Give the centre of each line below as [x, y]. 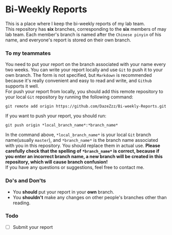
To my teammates [28, 53]
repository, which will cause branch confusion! [56, 162]
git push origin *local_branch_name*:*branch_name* [62, 125]
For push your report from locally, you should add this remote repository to [84, 92]
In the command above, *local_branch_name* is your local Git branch [78, 135]
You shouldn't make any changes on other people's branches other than [90, 197]
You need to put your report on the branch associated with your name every [85, 65]
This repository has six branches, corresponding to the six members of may [86, 29]
